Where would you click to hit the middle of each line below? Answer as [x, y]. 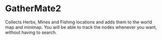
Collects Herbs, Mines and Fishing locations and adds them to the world [79, 22]
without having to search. [31, 32]
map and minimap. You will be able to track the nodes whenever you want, [81, 27]
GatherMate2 [33, 9]
